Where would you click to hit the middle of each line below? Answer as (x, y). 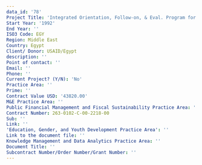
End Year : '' (23, 29)
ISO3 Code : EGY (25, 34)
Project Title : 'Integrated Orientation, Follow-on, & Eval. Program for (101, 18)
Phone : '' (19, 74)
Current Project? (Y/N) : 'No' (44, 79)
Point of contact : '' (34, 62)
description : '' (27, 57)
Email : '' (19, 68)
